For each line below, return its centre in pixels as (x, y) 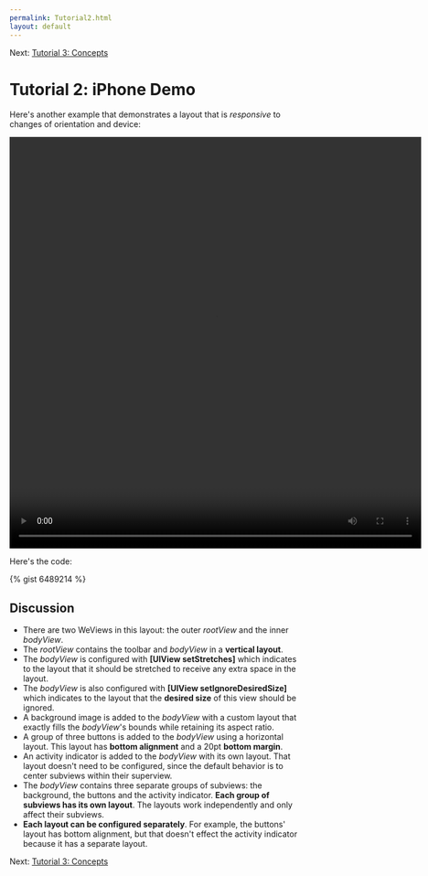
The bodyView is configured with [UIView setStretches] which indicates (160, 659)
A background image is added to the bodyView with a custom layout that (160, 718)
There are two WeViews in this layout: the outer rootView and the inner (156, 630)
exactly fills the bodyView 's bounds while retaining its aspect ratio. (148, 727)
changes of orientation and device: (75, 124)
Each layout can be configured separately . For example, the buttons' (154, 825)
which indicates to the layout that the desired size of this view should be (160, 698)
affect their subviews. (64, 815)
